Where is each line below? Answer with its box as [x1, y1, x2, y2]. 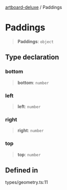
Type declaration [5, 53, 59, 62]
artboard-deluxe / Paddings [5, 5, 62, 10]
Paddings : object [17, 38, 54, 44]
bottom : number [17, 79, 49, 85]
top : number [17, 151, 41, 157]
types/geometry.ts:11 [5, 179, 48, 185]
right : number [17, 128, 44, 134]
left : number [17, 103, 41, 110]
